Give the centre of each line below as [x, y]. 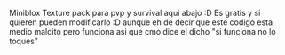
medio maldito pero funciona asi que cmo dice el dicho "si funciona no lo [143, 31]
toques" [24, 41]
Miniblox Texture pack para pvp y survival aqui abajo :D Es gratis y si [135, 13]
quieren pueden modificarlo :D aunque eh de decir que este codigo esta [141, 22]
